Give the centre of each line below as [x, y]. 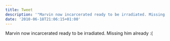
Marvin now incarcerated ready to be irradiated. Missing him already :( [79, 33]
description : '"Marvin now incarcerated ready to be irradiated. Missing [85, 14]
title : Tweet [19, 10]
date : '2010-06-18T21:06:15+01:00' [43, 19]
